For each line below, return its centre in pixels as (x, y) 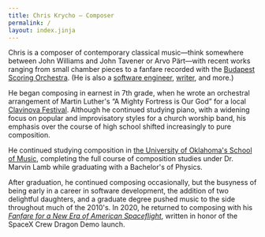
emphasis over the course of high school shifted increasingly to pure (119, 126)
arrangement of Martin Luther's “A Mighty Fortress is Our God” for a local (127, 102)
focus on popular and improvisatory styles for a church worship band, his (127, 118)
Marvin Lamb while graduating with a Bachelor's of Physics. (105, 167)
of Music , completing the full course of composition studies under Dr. (121, 159)
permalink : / (30, 23)
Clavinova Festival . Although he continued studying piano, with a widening (129, 110)
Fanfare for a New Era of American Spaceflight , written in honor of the (123, 216)
